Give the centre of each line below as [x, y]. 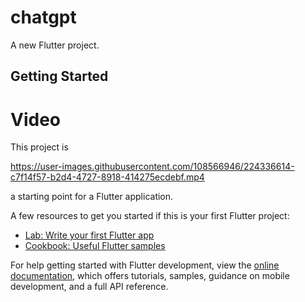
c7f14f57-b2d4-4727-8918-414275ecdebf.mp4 [107, 177]
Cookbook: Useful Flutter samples [95, 246]
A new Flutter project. [55, 45]
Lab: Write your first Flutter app [89, 235]
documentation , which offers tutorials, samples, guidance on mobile [150, 276]
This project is [39, 147]
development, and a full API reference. [89, 287]
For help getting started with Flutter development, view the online [145, 265]
